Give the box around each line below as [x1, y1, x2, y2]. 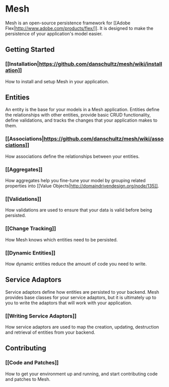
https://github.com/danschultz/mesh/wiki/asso [43, 135, 164, 143]
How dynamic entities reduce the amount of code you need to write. [5, 261, 147, 267]
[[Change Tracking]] [5, 225, 57, 232]
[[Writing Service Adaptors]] [5, 312, 77, 320]
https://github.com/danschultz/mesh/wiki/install [38, 60, 162, 67]
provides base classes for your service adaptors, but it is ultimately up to [5, 294, 156, 300]
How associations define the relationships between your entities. [5, 153, 140, 159]
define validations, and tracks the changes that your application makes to [5, 117, 158, 123]
